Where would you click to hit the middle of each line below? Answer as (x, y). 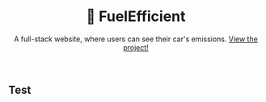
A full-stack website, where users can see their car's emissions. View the (136, 39)
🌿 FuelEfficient (136, 17)
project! (136, 47)
